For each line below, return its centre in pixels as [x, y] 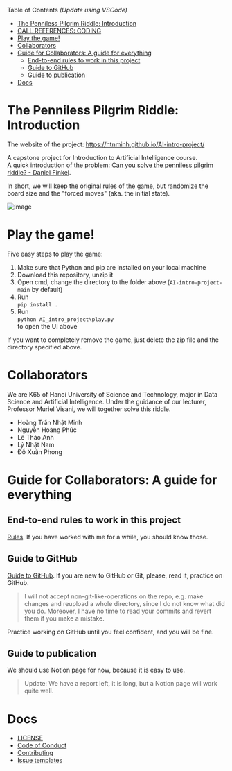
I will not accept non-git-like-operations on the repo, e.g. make [114, 596]
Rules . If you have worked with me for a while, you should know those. [108, 537]
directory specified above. [45, 347]
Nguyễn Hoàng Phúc [47, 430]
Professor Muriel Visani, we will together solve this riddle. [89, 409]
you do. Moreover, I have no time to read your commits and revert [118, 611]
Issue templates [40, 760]
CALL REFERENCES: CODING [59, 31]
